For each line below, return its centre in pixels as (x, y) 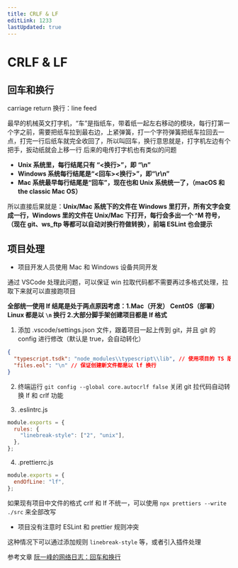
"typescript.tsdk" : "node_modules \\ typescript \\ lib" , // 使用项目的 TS (119, 359)
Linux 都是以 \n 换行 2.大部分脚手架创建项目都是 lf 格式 (87, 315)
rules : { (27, 429)
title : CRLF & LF (33, 14)
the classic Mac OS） (50, 191)
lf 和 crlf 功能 (45, 395)
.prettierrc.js (35, 462)
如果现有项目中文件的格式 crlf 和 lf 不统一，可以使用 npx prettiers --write (117, 503)
